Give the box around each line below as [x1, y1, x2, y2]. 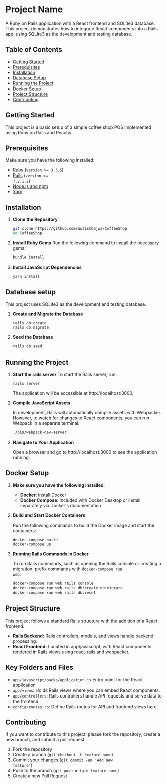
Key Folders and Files [5, 663, 74, 672]
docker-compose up [12, 542, 51, 547]
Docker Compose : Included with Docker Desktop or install [20, 497, 141, 503]
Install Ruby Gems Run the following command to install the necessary [12, 240, 159, 246]
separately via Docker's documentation [20, 502, 101, 508]
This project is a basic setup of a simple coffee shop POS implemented [5, 124, 152, 130]
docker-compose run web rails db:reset [12, 590, 96, 595]
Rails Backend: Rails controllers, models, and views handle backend [12, 633, 154, 639]
